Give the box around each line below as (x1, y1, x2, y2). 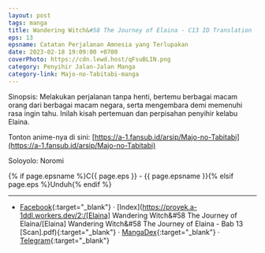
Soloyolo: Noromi (8, 155, 65, 166)
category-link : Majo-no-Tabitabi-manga (8, 70, 140, 78)
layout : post (8, 11, 51, 20)
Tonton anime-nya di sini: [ (8, 132, 95, 142)
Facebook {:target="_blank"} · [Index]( (19, 202, 143, 211)
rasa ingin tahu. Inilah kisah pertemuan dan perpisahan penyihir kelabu (8, 108, 238, 118)
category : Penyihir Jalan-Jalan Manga (8, 63, 136, 71)
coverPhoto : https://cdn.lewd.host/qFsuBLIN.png (8, 56, 171, 64)
